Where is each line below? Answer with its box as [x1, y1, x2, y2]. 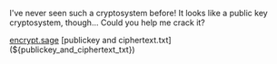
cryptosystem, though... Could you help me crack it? [9, 17, 206, 28]
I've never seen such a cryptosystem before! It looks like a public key [9, 8, 268, 18]
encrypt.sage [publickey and [9, 35, 116, 45]
